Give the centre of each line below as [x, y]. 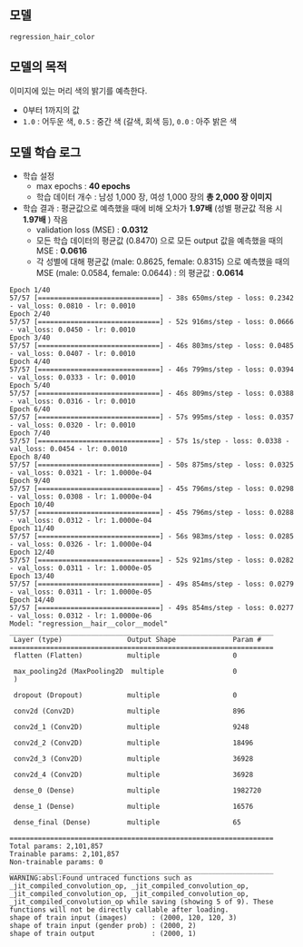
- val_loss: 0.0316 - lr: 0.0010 [73, 401]
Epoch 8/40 [30, 457]
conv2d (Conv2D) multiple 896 [129, 711]
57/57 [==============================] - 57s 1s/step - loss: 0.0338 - [150, 441]
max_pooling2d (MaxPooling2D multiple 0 [125, 672]
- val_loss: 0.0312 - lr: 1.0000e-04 [81, 521]
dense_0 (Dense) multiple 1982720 [137, 791]
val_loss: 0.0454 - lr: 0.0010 [68, 449]
